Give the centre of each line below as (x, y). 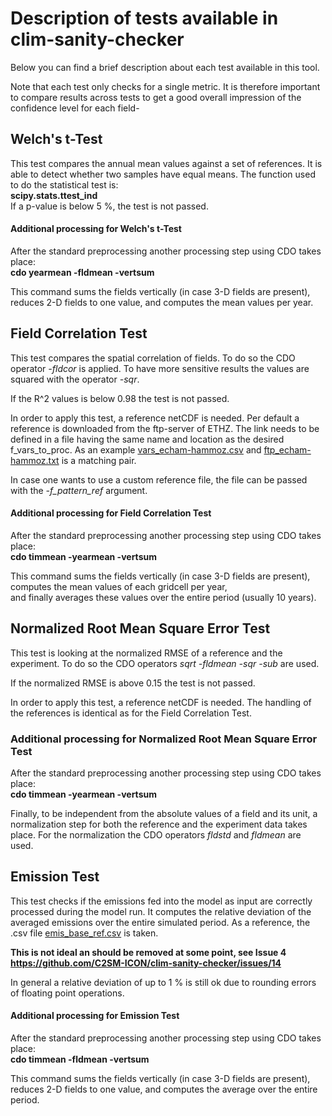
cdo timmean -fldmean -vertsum (80, 1059)
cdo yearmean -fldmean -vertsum (82, 272)
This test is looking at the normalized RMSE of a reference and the (146, 653)
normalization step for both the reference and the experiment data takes (159, 824)
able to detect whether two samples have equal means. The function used (163, 174)
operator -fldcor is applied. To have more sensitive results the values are (160, 368)
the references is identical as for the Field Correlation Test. (131, 713)
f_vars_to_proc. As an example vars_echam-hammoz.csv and (136, 449)
